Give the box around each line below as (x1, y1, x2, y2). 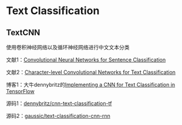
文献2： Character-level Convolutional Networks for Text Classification (6, 69, 176, 76)
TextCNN (6, 28, 41, 38)
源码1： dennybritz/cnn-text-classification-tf (6, 100, 112, 107)
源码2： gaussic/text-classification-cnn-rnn (6, 113, 110, 119)
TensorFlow (6, 88, 35, 94)
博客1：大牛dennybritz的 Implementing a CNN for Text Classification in (6, 81, 176, 88)
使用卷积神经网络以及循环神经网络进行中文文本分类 (6, 44, 130, 50)
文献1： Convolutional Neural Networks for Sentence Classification (6, 56, 166, 63)
